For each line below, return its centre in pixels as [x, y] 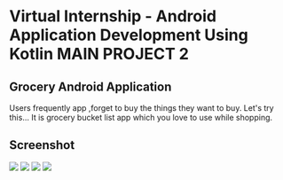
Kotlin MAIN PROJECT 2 [99, 54]
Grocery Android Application [90, 86]
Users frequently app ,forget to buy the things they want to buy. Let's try [141, 108]
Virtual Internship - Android [113, 16]
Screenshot [42, 145]
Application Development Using [129, 35]
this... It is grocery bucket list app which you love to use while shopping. [141, 117]
